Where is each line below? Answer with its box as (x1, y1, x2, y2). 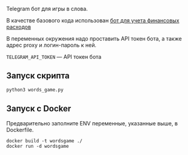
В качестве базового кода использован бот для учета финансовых (6, 17, 180, 24)
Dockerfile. (6, 126, 34, 133)
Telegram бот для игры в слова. (6, 5, 88, 12)
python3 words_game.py (6, 87, 64, 93)
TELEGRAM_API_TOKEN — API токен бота (6, 53, 102, 60)
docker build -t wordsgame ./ (6, 137, 83, 144)
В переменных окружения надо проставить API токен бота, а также (6, 35, 182, 42)
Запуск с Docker (6, 104, 72, 114)
